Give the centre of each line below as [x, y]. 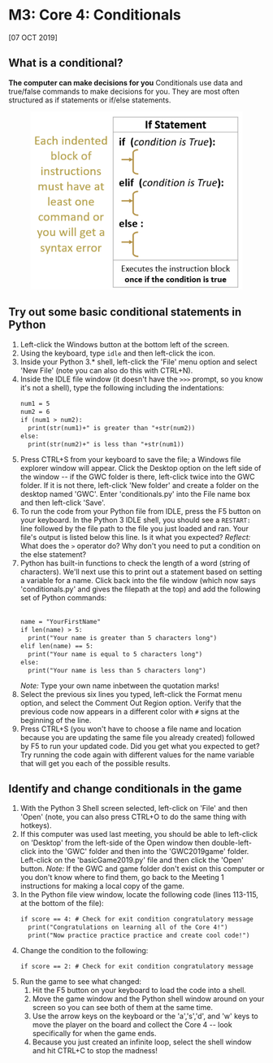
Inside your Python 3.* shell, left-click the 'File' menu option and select [139, 362]
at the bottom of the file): [62, 904]
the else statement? [53, 554]
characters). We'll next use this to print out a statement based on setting [141, 572]
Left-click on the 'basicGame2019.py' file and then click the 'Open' [132, 860]
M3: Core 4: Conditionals [95, 15]
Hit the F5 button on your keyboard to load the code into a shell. [139, 991]
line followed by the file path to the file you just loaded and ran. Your [134, 528]
